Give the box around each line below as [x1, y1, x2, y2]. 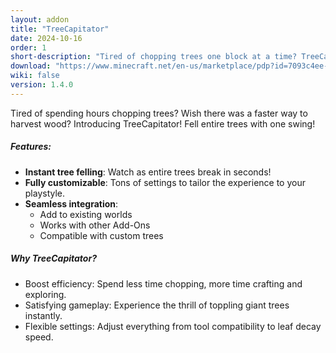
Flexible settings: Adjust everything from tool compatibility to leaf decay [24, 320, 322, 332]
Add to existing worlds [39, 208, 133, 220]
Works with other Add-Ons [39, 219, 151, 231]
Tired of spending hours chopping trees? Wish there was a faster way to [10, 107, 308, 119]
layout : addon [10, 14, 70, 25]
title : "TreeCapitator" [10, 24, 110, 34]
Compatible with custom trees [39, 229, 164, 241]
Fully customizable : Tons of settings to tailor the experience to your [24, 176, 306, 188]
